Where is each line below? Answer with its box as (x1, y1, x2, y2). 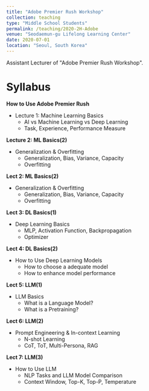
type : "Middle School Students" (6, 20, 87, 26)
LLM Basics (14, 293, 44, 300)
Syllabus (6, 80, 51, 94)
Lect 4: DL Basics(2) (6, 245, 59, 252)
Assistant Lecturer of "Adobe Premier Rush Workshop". (6, 59, 144, 66)
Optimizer (24, 233, 49, 240)
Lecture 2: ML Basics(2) (6, 136, 68, 144)
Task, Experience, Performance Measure (24, 124, 126, 132)
